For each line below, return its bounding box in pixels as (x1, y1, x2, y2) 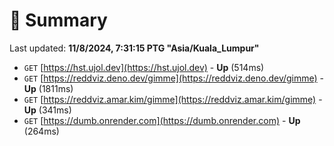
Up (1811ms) (23, 82, 74, 94)
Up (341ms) (23, 104, 72, 116)
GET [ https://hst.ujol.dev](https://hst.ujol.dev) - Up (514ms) (23, 61, 265, 73)
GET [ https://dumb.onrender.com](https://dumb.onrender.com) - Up (23, 114, 301, 126)
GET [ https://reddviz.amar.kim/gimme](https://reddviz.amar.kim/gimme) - (23, 93, 323, 105)
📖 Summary (9, 9, 108, 32)
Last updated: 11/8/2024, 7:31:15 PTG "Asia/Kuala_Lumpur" (9, 42, 260, 54)
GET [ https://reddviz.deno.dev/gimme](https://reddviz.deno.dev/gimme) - (23, 72, 325, 84)
